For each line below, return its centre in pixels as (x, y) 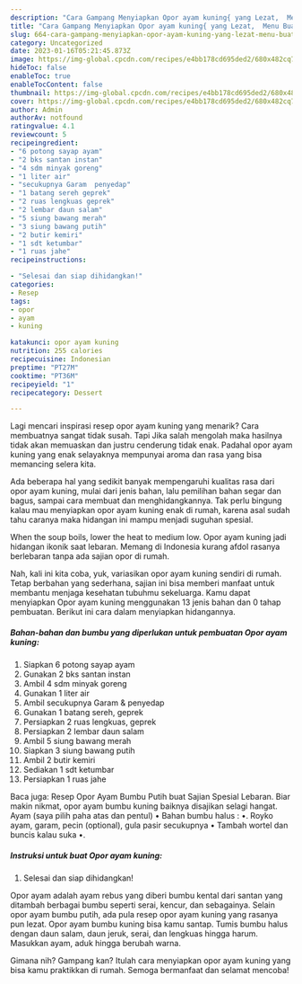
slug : (20, 34)
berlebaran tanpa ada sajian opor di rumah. (90, 556)
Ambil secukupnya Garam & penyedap (94, 703)
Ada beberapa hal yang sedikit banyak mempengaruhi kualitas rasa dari (142, 482)
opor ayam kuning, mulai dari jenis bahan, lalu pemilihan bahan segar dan (146, 492)
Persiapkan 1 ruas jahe (65, 779)
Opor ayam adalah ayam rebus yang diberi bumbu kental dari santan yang (147, 896)
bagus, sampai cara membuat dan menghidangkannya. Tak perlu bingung (146, 501)
